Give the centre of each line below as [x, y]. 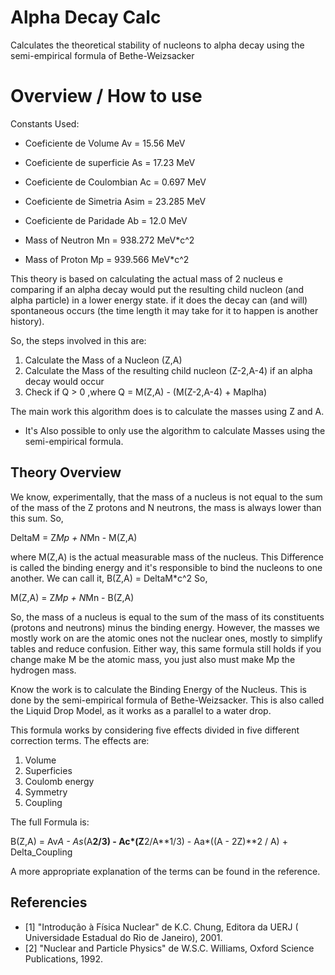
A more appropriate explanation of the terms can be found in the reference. [165, 871]
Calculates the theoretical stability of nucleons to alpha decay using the [157, 45]
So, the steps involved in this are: [78, 340]
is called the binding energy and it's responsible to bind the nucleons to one [166, 567]
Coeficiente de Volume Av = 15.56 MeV [105, 143]
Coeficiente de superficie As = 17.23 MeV [110, 162]
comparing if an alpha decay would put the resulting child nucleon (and [157, 289]
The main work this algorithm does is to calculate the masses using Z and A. [167, 411]
